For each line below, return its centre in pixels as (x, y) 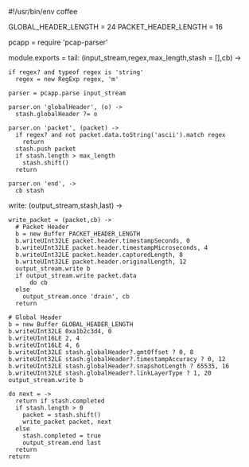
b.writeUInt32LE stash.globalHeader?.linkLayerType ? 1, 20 (110, 373)
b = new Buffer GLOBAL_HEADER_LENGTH (71, 325)
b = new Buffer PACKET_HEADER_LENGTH (78, 234)
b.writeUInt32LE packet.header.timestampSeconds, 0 (103, 241)
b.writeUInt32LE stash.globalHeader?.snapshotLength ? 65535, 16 (119, 366)
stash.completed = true (62, 436)
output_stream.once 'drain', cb (76, 297)
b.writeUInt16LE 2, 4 (44, 338)
